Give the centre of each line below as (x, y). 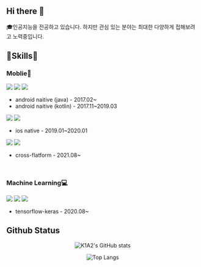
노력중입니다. (28, 36)
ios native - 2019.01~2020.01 (51, 130)
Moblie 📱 (19, 73)
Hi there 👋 (25, 11)
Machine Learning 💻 (37, 183)
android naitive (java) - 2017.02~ (56, 99)
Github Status (33, 231)
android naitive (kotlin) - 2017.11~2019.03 (66, 106)
